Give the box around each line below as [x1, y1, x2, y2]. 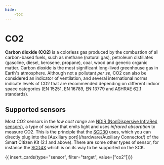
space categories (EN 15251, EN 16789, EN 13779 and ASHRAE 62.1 [5, 86, 142, 92]
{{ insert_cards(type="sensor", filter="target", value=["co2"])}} [5, 154, 133, 160]
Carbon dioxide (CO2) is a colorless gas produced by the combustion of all [5, 49, 159, 55]
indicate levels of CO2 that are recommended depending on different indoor [5, 81, 160, 87]
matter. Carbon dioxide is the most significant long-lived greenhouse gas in [5, 65, 159, 71]
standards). [5, 91, 29, 97]
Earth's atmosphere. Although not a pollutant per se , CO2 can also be [5, 70, 147, 76]
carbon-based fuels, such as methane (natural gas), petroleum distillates [5, 55, 153, 61]
